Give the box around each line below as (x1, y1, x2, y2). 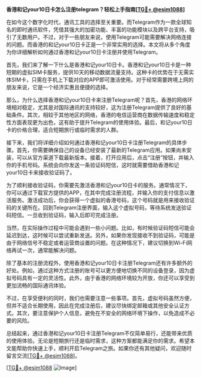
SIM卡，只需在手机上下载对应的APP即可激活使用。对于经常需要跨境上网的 (11, 76, 194, 83)
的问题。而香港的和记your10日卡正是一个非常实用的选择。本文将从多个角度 (6, 41, 191, 48)
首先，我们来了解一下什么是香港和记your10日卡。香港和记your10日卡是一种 (6, 61, 191, 68)
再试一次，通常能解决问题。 (11, 247, 80, 254)
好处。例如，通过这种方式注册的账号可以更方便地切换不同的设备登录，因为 (6, 267, 190, 274)
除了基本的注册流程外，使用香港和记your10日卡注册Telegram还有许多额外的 (6, 260, 193, 266)
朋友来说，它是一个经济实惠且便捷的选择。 (6, 84, 111, 90)
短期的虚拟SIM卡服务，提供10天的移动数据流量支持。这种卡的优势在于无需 (6, 69, 189, 75)
